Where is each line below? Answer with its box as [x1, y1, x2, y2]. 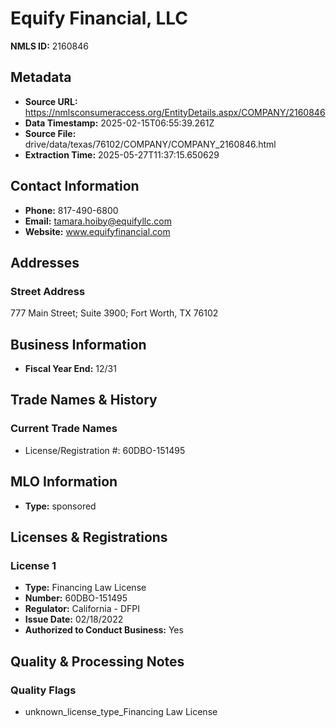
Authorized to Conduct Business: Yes [24, 624, 184, 636]
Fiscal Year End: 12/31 [24, 363, 117, 375]
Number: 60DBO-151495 [24, 592, 128, 604]
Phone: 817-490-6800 [24, 204, 119, 216]
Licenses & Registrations [10, 528, 168, 546]
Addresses [10, 254, 80, 271]
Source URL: [24, 95, 78, 107]
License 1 [10, 558, 57, 572]
